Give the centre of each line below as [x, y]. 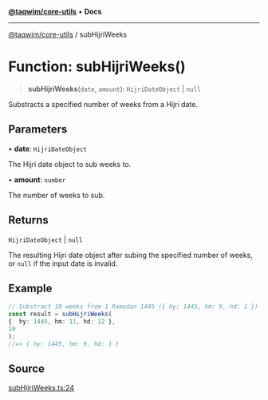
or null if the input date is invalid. [63, 263]
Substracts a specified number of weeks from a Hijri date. [103, 104]
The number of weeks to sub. [57, 195]
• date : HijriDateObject [48, 149]
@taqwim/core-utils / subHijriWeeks [68, 34]
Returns [29, 220]
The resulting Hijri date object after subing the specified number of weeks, [130, 255]
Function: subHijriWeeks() [97, 67]
